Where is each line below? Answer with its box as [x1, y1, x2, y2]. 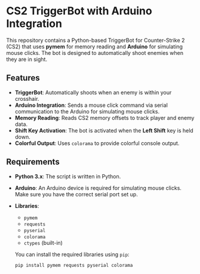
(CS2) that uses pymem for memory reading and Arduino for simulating [6, 43, 183, 50]
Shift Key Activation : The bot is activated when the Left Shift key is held [14, 127, 194, 134]
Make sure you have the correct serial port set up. [14, 190, 139, 198]
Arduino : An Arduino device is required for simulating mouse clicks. [14, 184, 182, 192]
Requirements [6, 157, 60, 167]
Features [6, 73, 40, 83]
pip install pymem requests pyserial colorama [14, 262, 133, 268]
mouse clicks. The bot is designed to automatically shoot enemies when [6, 49, 184, 56]
